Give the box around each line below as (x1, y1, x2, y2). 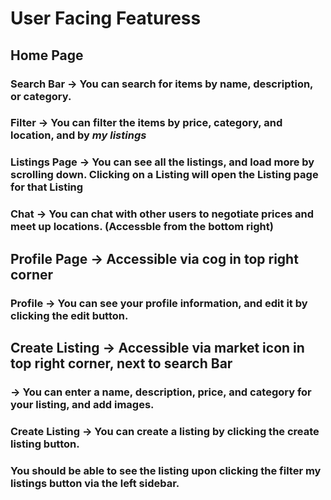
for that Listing (10, 180, 84, 194)
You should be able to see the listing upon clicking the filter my (10, 463, 322, 477)
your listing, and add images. (10, 397, 155, 411)
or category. (10, 89, 72, 103)
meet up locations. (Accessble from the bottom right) (10, 220, 274, 234)
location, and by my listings (10, 128, 147, 142)
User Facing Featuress (10, 7, 202, 30)
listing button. (10, 437, 80, 451)
